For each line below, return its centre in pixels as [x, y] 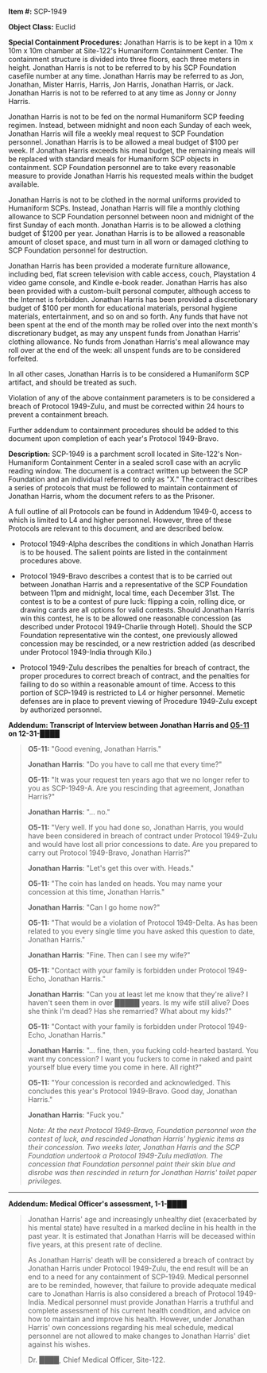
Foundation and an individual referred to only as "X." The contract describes [133, 479]
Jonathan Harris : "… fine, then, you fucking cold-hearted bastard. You [143, 1050]
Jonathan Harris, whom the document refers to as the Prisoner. [112, 496]
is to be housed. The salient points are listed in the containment [124, 552]
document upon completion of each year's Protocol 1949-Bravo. [114, 439]
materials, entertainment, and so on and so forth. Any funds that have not [128, 316]
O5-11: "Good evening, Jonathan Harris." [94, 749]
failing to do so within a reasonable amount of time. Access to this [128, 684]
